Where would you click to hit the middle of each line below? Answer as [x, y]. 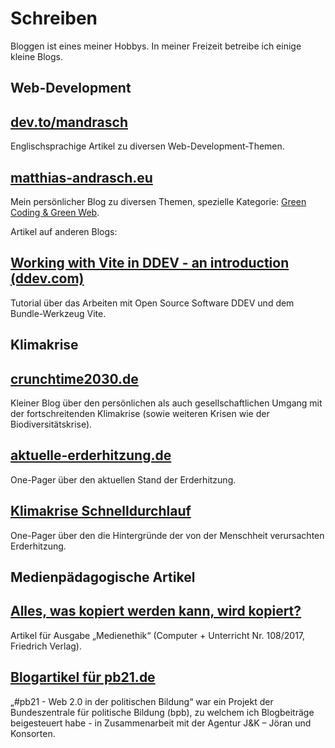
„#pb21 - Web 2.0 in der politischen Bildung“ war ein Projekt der [142, 701]
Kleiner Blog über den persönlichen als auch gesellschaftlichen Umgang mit [166, 403]
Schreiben [54, 18]
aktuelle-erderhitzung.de [91, 455]
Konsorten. [33, 733]
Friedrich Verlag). [46, 646]
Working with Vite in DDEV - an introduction [150, 263]
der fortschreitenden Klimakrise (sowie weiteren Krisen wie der [140, 413]
